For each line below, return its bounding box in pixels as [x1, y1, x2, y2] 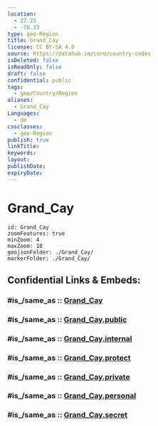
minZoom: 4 [7, 236, 40, 243]
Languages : [7, 110, 40, 117]
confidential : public [7, 76, 72, 84]
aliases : [7, 97, 33, 104]
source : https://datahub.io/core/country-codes [7, 51, 152, 58]
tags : [7, 83, 23, 90]
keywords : [7, 150, 37, 157]
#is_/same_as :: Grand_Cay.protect [7, 353, 131, 363]
